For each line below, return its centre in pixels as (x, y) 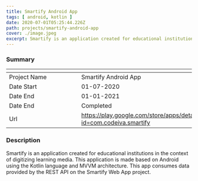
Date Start (23, 87)
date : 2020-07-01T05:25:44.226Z (46, 22)
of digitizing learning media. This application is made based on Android (93, 159)
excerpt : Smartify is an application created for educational (84, 39)
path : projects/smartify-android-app (52, 28)
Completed (97, 106)
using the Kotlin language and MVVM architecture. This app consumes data (98, 166)
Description (23, 140)
